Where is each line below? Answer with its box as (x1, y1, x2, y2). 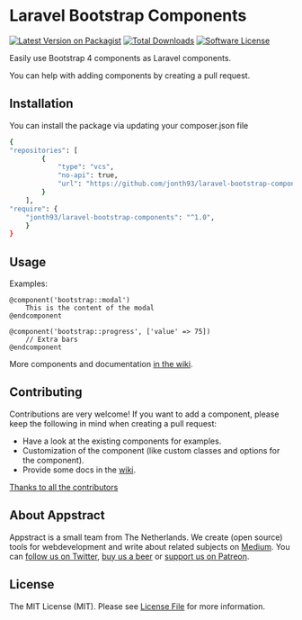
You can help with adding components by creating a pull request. (9, 69, 251, 81)
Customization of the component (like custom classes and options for (22, 445, 280, 455)
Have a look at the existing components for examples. (22, 436, 222, 446)
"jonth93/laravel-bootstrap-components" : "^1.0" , (25, 212, 216, 221)
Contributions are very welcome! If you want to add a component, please (9, 409, 280, 419)
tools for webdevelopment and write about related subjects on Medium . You (9, 541, 290, 552)
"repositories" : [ (9, 146, 78, 155)
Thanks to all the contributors (9, 481, 119, 492)
